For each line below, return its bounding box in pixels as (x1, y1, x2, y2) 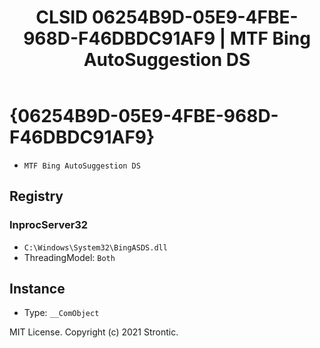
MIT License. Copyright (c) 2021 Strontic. (9, 326, 179, 338)
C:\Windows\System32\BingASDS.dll (23, 242, 168, 253)
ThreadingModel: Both (23, 251, 116, 263)
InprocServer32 (9, 218, 89, 232)
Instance (9, 281, 66, 298)
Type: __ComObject (23, 307, 100, 319)
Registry (9, 188, 64, 205)
